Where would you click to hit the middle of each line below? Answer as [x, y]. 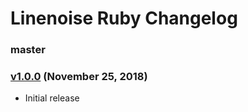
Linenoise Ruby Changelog [124, 18]
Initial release [52, 98]
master [28, 50]
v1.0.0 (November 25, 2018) [79, 77]
